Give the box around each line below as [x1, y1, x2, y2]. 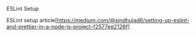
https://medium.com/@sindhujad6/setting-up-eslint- [57, 17, 190, 23]
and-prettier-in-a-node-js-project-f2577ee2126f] [6, 23, 130, 30]
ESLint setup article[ [6, 17, 58, 23]
